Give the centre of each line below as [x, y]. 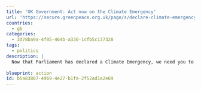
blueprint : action [29, 73]
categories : [21, 34]
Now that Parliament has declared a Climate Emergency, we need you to [103, 62]
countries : [20, 23]
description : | [25, 56]
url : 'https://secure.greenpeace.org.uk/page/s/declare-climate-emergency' [103, 17]
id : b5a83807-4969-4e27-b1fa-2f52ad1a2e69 [60, 78]
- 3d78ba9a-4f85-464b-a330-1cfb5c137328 [63, 40]
